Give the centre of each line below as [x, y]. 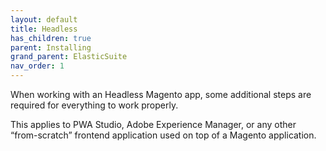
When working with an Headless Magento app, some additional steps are [161, 94]
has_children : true [51, 38]
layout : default [44, 19]
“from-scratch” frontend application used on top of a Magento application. [163, 135]
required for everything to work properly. [94, 105]
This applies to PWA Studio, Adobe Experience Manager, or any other [153, 124]
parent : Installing [51, 47]
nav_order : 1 [37, 66]
